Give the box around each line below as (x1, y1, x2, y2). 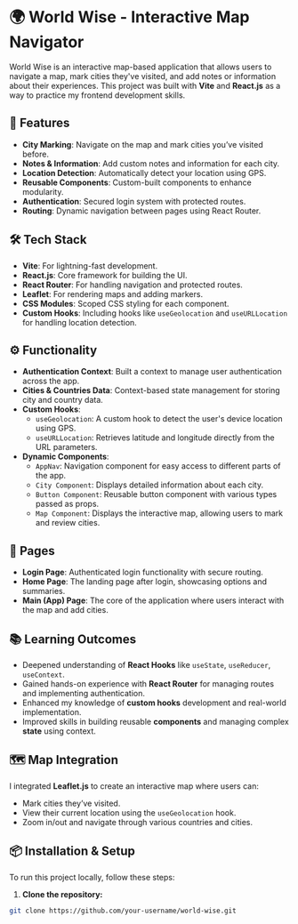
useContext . (21, 669, 65, 679)
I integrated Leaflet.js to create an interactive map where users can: (9, 780, 260, 791)
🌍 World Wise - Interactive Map (9, 7, 250, 28)
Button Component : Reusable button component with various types (35, 489, 278, 500)
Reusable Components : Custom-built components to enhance (21, 177, 252, 188)
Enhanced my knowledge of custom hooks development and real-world (21, 697, 287, 708)
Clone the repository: (21, 888, 103, 899)
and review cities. (35, 518, 101, 528)
